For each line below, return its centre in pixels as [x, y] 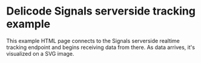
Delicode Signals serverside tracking [101, 11]
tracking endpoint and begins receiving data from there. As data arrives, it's [101, 47]
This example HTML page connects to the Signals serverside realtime [93, 41]
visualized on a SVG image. [40, 53]
